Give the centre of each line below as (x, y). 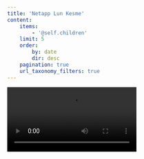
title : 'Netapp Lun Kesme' (46, 13)
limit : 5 (32, 39)
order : (29, 45)
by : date (44, 52)
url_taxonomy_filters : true (60, 71)
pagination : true (44, 65)
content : (20, 20)
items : (29, 26)
